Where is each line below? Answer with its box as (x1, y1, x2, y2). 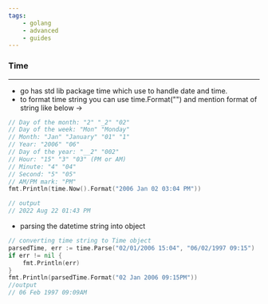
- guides (22, 34, 52, 42)
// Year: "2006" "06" (8, 140, 81, 148)
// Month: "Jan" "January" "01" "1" (8, 133, 130, 141)
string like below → (19, 103, 83, 113)
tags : (8, 11, 26, 20)
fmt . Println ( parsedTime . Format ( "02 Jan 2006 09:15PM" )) (8, 274, 198, 282)
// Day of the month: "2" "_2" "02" (8, 118, 130, 126)
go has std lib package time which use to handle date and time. (19, 85, 228, 96)
